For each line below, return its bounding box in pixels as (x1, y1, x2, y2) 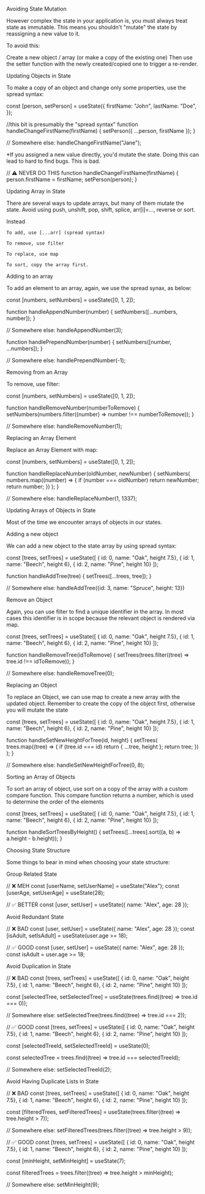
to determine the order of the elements (6, 798, 104, 805)
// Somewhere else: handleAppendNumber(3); (6, 327, 123, 334)
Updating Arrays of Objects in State (6, 507, 96, 513)
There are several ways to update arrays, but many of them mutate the (6, 200, 185, 207)
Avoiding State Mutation (6, 6, 67, 12)
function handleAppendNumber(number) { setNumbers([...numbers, (6, 308, 178, 315)
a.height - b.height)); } (6, 835, 62, 842)
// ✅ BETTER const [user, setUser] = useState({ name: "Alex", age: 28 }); (6, 901, 189, 908)
